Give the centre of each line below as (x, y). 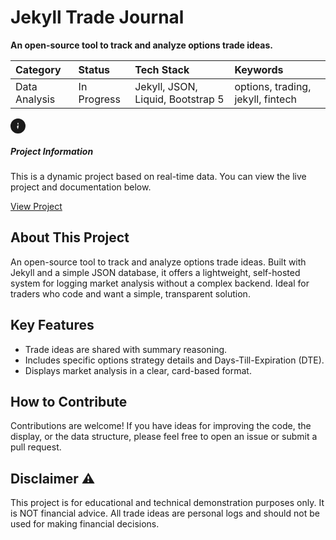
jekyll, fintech (266, 99)
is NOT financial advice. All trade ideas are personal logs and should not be (165, 513)
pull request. (36, 447)
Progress (99, 99)
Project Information (52, 151)
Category (38, 69)
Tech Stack (162, 69)
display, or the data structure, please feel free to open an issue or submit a (164, 437)
